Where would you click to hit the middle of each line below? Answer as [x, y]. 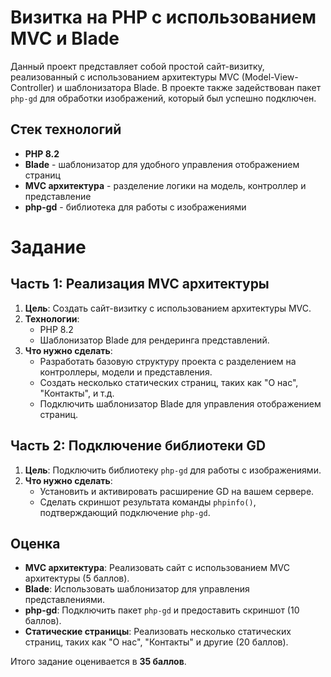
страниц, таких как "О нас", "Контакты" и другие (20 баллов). [156, 642]
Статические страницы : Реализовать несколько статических [158, 632]
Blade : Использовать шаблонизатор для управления [137, 589]
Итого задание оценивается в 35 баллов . [98, 662]
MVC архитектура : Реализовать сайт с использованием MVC [157, 568]
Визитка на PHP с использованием [163, 17]
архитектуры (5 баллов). [77, 578]
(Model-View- [270, 77]
